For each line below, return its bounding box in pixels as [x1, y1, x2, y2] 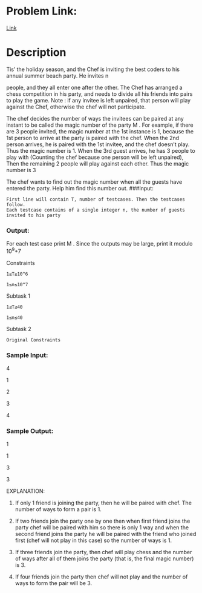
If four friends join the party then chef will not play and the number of [15, 573, 188, 580]
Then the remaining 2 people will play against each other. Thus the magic [6, 159, 189, 167]
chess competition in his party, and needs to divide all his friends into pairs [6, 90, 193, 98]
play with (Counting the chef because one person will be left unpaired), [6, 153, 184, 161]
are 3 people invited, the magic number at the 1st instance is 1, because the [6, 127, 194, 135]
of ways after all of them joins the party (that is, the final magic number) [15, 555, 194, 562]
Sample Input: [6, 350, 48, 359]
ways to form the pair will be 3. [15, 580, 93, 587]
